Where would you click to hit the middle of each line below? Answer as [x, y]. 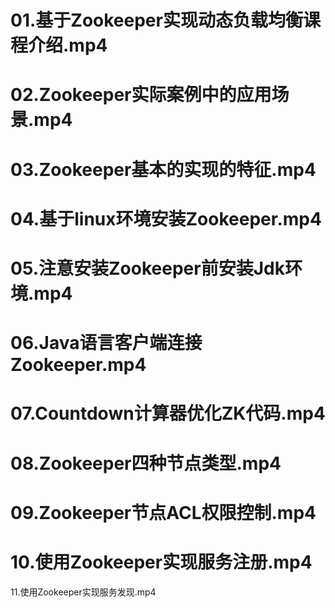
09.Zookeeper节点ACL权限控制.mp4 [163, 512]
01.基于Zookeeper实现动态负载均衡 [156, 20]
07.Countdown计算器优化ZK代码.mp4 [168, 413]
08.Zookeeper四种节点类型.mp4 [146, 463]
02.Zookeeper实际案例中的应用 [141, 95]
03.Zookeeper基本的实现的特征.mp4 [163, 169]
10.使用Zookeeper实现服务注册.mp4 [161, 562]
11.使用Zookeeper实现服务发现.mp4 [83, 592]
